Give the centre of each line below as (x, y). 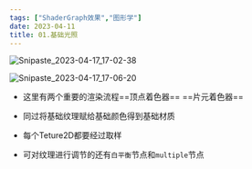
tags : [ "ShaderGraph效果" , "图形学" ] (76, 18)
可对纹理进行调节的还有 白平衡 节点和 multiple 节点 (113, 154)
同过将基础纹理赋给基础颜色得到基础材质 (99, 116)
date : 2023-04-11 (42, 26)
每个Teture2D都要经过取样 (72, 135)
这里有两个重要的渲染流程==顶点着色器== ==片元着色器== (133, 97)
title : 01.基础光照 (44, 35)
